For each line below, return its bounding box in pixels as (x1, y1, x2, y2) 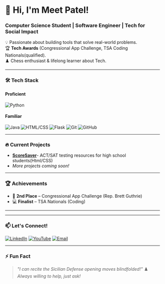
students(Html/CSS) (12, 158, 53, 164)
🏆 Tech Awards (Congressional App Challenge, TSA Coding (5, 45, 128, 51)
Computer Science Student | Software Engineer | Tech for (5, 22, 145, 29)
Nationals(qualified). (5, 52, 46, 58)
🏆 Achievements (5, 180, 48, 187)
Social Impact (5, 28, 38, 35)
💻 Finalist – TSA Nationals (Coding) (12, 199, 86, 205)
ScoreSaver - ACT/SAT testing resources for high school (12, 152, 126, 158)
